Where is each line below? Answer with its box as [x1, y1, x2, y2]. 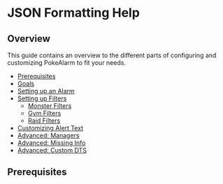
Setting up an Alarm [17, 87, 75, 95]
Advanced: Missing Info [17, 139, 86, 147]
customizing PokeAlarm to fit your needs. [7, 59, 126, 67]
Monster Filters [27, 102, 72, 109]
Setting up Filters [17, 94, 67, 102]
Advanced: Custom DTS [17, 146, 87, 154]
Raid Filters [27, 116, 61, 125]
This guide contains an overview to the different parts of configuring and [7, 51, 217, 59]
